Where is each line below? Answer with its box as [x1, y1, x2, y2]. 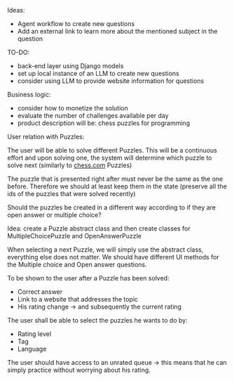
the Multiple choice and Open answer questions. [7, 260, 147, 269]
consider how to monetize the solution [17, 104, 128, 112]
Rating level [17, 330, 51, 338]
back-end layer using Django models [17, 62, 124, 70]
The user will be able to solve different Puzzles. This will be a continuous [7, 146, 217, 154]
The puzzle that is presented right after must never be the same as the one [7, 175, 223, 183]
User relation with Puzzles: [7, 133, 85, 141]
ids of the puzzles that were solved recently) [7, 190, 136, 198]
